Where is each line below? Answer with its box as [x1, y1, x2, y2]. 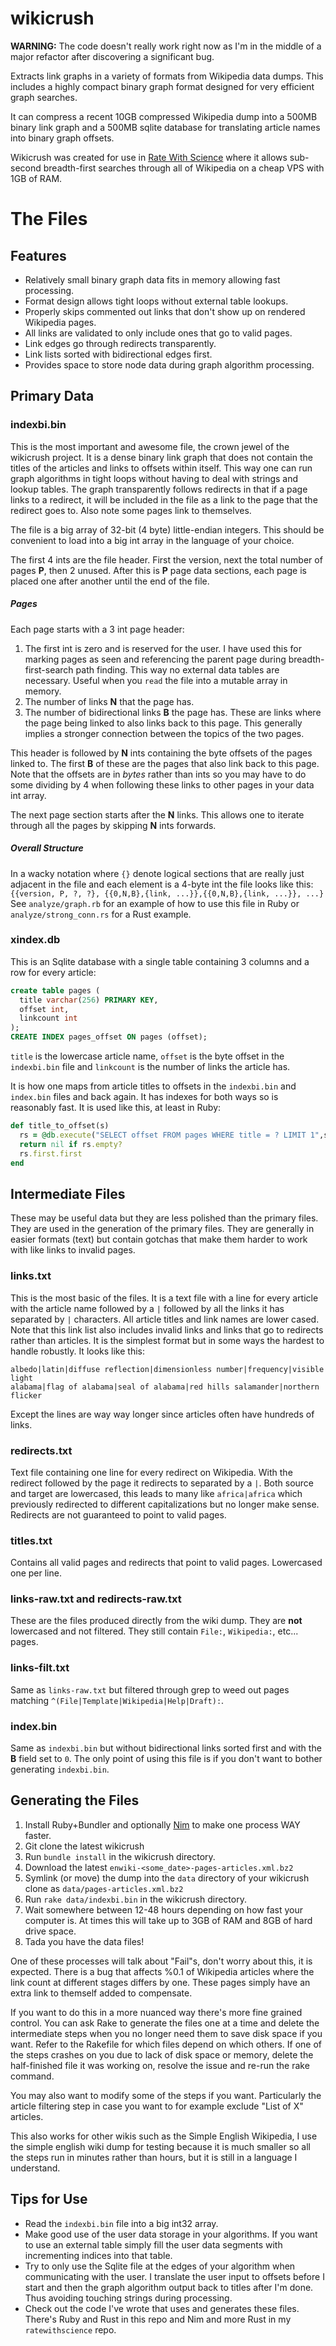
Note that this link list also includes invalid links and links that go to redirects [10, 1323, 324, 1336]
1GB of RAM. [10, 172, 63, 184]
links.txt [10, 1269, 52, 1283]
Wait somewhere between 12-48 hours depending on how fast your [24, 1903, 303, 1916]
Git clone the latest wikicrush [24, 1840, 145, 1852]
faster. [24, 1829, 52, 1841]
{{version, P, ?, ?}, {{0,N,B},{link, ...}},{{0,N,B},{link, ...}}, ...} [10, 888, 325, 899]
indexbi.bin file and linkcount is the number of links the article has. [10, 1061, 291, 1073]
